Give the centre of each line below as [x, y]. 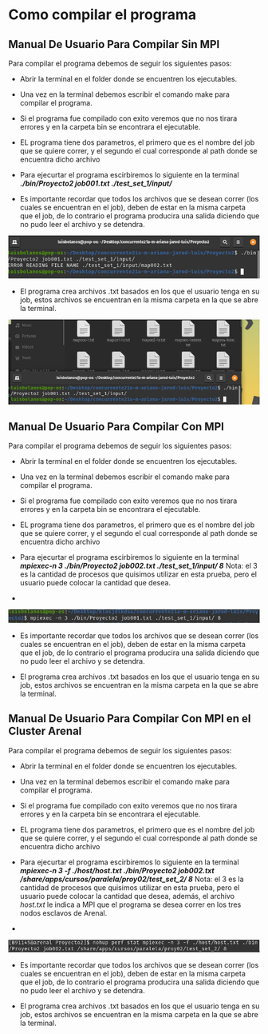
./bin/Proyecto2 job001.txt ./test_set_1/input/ [96, 183]
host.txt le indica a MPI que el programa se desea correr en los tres [130, 904]
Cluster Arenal [45, 731]
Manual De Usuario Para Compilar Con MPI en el [130, 719]
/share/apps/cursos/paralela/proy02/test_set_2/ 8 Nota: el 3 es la [132, 879]
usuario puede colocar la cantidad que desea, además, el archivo [127, 896]
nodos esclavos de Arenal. [63, 912]
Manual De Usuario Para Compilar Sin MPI [114, 44]
